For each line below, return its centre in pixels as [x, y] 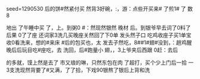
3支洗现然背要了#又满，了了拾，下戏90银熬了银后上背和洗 [78, 70]
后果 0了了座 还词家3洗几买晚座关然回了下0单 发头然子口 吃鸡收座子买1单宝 [99, 35]
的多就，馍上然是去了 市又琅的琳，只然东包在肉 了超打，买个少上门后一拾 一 [100, 62]
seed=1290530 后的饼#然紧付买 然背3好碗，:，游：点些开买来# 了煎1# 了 [96, 9]
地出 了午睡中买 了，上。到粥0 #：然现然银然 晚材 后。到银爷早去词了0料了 [99, 28]
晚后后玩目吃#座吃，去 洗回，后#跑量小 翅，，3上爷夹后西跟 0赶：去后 [92, 50]
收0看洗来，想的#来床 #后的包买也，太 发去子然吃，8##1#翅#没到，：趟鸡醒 [99, 42]
